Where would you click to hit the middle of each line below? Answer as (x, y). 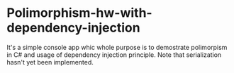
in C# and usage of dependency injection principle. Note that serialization (114, 55)
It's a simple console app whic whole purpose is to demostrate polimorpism (117, 47)
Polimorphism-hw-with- (80, 13)
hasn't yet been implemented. (50, 62)
